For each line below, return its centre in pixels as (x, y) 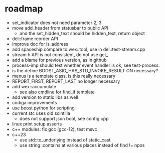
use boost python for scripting (43, 108)
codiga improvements (34, 102)
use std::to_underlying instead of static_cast (65, 140)
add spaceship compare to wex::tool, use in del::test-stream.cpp (78, 49)
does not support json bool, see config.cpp (64, 118)
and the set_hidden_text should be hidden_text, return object (82, 33)
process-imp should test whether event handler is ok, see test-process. (86, 65)
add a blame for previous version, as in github (59, 60)
